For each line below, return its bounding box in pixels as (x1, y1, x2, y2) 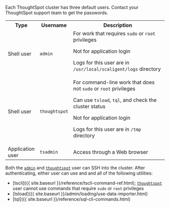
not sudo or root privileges (73, 85, 136, 92)
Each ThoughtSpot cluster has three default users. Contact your (5, 5, 139, 10)
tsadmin (39, 149, 58, 155)
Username (41, 22, 67, 28)
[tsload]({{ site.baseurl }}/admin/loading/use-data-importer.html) (12, 191, 148, 197)
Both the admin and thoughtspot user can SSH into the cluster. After (5, 165, 145, 170)
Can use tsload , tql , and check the (73, 96, 157, 103)
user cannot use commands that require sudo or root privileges (12, 185, 144, 191)
